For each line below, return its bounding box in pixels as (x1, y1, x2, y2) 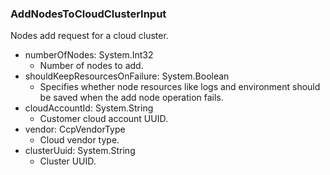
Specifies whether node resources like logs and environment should (39, 81, 321, 93)
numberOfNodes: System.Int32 (24, 49, 154, 61)
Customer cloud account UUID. (39, 113, 168, 125)
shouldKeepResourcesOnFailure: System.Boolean (24, 70, 230, 82)
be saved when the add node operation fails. (39, 92, 224, 104)
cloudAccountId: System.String (24, 102, 154, 114)
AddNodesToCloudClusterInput (10, 7, 167, 21)
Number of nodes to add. (39, 60, 144, 72)
